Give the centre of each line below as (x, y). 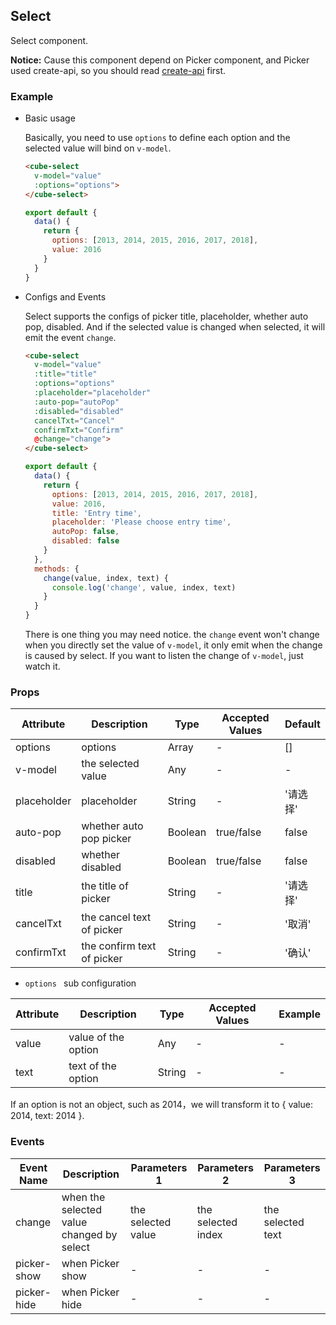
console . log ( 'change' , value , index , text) (144, 587)
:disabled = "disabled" (79, 411)
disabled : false (85, 541)
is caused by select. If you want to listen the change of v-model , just (164, 656)
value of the (96, 1037)
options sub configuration (80, 983)
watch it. (42, 666)
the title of (105, 886)
